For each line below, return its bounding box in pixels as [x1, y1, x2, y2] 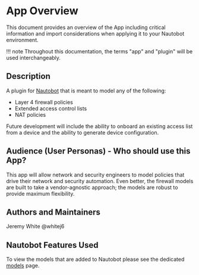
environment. [6, 36, 39, 43]
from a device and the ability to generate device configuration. [6, 129, 159, 136]
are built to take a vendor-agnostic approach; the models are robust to [6, 184, 178, 191]
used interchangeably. [6, 54, 61, 61]
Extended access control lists [14, 105, 87, 112]
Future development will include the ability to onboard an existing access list [6, 123, 193, 130]
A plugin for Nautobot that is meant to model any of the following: [6, 87, 166, 94]
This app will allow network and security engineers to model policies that [6, 171, 185, 178]
